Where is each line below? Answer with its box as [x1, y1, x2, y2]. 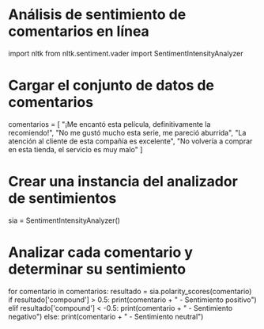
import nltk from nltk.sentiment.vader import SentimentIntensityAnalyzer [8, 48, 243, 58]
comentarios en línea [8, 22, 150, 40]
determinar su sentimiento [8, 260, 187, 278]
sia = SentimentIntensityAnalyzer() [8, 216, 121, 225]
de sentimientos [8, 189, 117, 208]
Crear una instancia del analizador [8, 173, 239, 191]
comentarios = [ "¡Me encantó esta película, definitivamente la [8, 119, 211, 128]
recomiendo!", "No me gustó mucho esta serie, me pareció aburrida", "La [8, 128, 247, 137]
